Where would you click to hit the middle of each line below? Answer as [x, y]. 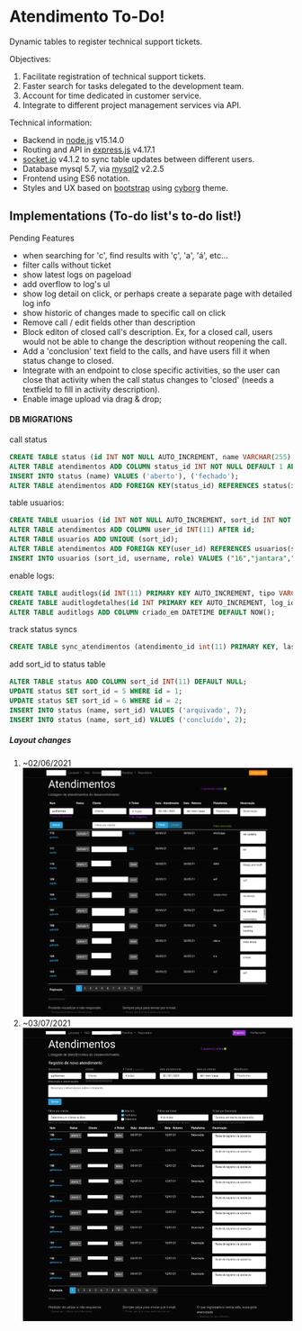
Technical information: [51, 122]
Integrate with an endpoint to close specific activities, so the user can [151, 370]
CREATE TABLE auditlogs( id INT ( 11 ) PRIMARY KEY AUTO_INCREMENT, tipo [142, 593]
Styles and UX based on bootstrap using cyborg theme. [125, 187]
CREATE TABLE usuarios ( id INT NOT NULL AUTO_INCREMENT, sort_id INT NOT [151, 521]
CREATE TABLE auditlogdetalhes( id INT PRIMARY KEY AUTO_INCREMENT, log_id [152, 602]
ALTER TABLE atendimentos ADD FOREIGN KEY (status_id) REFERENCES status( [151, 485]
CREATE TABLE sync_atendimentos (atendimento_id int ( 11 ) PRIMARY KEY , [144, 647]
